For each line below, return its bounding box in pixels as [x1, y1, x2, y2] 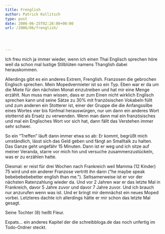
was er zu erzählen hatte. [5, 154, 57, 160]
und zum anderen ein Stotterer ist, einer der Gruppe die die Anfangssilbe [5, 102, 153, 108]
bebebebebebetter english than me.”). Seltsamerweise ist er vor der [5, 174, 143, 180]
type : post [5, 16, 28, 21]
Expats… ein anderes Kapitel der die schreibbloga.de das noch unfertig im [5, 219, 155, 225]
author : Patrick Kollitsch [5, 12, 61, 17]
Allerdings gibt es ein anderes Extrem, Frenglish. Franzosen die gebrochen [5, 76, 157, 82]
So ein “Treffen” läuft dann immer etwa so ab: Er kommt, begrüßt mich [5, 133, 148, 139]
